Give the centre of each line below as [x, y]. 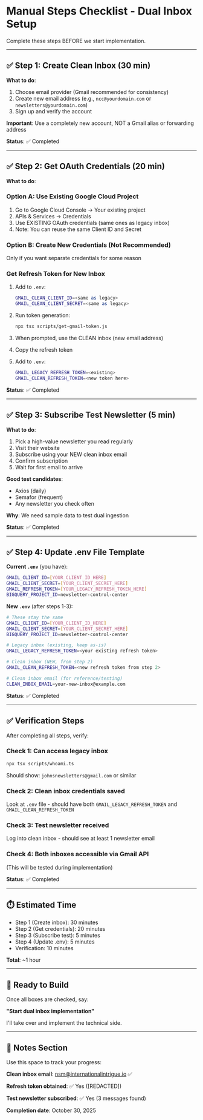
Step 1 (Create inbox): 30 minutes [56, 922]
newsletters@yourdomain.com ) [51, 105]
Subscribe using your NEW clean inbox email [71, 454]
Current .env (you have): [37, 567]
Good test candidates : [35, 479]
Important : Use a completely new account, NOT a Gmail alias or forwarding [100, 123]
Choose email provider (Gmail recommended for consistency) [92, 92]
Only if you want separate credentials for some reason [74, 258]
